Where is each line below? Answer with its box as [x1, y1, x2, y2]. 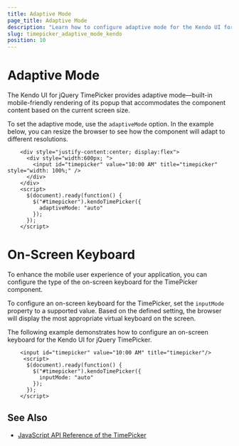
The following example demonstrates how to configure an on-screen [7, 328, 208, 336]
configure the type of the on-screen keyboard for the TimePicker [7, 278, 198, 286]
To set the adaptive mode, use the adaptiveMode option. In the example [7, 120, 215, 129]
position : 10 [7, 37, 46, 44]
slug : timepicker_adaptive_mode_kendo [7, 30, 122, 38]
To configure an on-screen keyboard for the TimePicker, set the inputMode [7, 299, 225, 308]
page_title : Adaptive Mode [7, 17, 87, 24]
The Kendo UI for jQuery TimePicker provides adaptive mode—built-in [7, 91, 213, 99]
